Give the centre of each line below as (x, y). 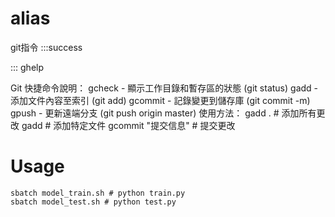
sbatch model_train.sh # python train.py (98, 193)
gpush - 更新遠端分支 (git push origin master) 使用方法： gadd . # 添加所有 (163, 113)
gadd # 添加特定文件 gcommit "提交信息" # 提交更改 (128, 125)
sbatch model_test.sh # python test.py (93, 202)
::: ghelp (27, 67)
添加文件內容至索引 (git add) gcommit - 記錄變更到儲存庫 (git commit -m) (160, 100)
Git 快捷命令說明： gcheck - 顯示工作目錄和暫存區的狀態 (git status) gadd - (164, 88)
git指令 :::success (46, 47)
